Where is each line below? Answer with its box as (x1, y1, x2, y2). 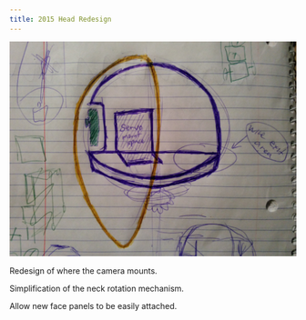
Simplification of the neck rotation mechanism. (9, 283, 185, 294)
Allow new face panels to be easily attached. (9, 300, 178, 311)
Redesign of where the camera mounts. (9, 265, 158, 276)
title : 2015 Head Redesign (9, 15, 112, 24)
